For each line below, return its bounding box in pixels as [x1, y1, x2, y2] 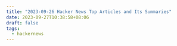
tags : [6, 25, 20, 32]
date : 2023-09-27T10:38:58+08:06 [6, 14, 89, 20]
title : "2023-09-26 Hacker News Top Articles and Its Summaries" [6, 8, 172, 15]
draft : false [6, 20, 39, 26]
